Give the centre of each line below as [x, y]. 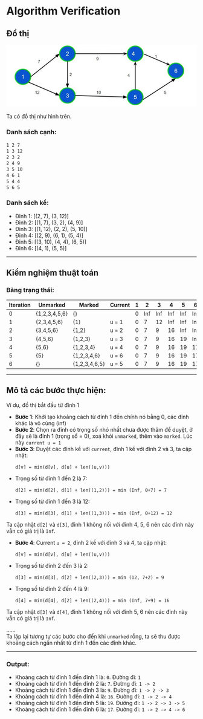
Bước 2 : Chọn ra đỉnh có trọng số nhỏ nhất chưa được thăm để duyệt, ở [104, 429]
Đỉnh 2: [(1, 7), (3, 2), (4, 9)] [49, 223]
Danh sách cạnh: [32, 132]
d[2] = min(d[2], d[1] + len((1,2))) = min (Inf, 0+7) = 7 [91, 490]
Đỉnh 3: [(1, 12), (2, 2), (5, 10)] [51, 229]
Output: [18, 664]
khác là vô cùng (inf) [40, 423]
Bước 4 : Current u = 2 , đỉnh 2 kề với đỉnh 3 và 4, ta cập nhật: [91, 542]
